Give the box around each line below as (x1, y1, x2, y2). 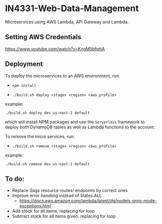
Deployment (5, 60, 43, 68)
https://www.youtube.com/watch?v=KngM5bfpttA (5, 46, 105, 51)
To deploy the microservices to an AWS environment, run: (5, 73, 120, 79)
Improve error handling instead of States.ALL (12, 192, 102, 199)
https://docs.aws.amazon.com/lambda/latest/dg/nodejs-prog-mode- (19, 198, 157, 204)
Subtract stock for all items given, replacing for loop (12, 213, 116, 219)
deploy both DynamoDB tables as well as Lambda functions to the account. (5, 124, 155, 130)
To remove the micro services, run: (5, 133, 75, 139)
